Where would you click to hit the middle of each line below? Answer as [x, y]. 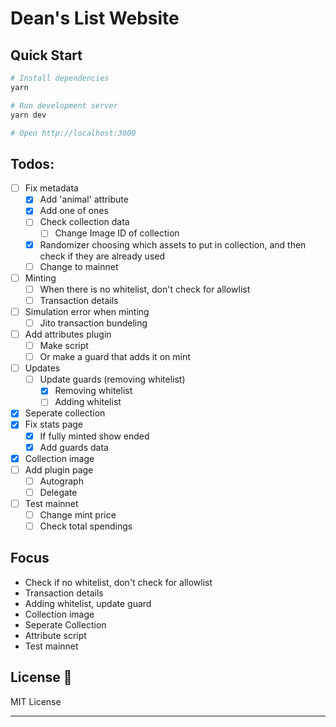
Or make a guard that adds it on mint [115, 357]
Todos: [32, 163]
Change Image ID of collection [117, 233]
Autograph [61, 481]
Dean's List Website [95, 18]
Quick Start [46, 55]
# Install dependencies [60, 78]
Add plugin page [59, 469]
